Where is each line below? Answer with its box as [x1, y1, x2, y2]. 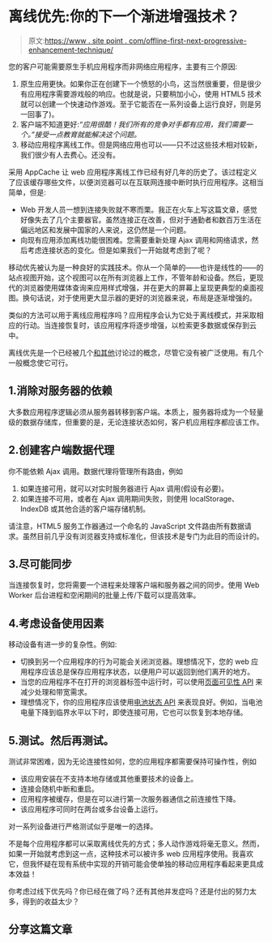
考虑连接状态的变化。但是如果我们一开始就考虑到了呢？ [27, 245, 212, 255]
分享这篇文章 [8, 923, 73, 937]
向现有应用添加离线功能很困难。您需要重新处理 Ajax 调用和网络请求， [19, 235, 253, 244]
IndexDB [19, 504, 49, 514]
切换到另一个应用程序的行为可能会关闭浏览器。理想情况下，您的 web [19, 657, 249, 666]
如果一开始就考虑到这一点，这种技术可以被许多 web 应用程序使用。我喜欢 [8, 849, 253, 859]
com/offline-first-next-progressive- [129, 36, 247, 45]
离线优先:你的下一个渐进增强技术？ [8, 7, 240, 26]
